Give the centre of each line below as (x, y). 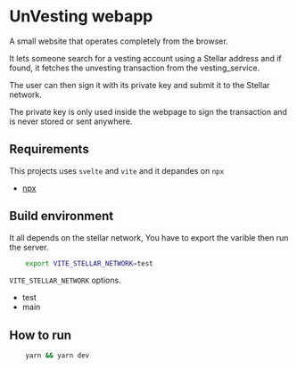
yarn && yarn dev (58, 356)
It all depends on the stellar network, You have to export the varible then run (149, 237)
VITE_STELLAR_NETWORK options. (66, 280)
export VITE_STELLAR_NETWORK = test (89, 263)
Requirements (49, 149)
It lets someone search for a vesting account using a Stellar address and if (146, 58)
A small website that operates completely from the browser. (119, 41)
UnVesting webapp (81, 16)
